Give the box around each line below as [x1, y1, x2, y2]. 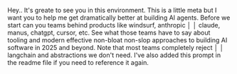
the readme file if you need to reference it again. [7, 58, 149, 66]
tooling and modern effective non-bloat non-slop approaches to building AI [7, 36, 228, 44]
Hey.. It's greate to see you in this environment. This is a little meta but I [7, 6, 217, 14]
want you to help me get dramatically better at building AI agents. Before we [7, 13, 231, 22]
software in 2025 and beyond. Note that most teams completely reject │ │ [7, 44, 224, 51]
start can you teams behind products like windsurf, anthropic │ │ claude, [7, 21, 221, 29]
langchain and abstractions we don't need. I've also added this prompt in [7, 51, 221, 59]
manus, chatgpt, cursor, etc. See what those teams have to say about [7, 28, 211, 37]
